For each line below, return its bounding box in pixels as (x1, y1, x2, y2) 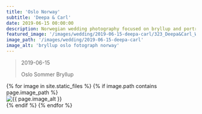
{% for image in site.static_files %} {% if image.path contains (6, 82, 158, 89)
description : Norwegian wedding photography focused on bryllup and (6, 25, 182, 32)
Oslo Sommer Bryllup (20, 71, 74, 78)
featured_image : (6, 31, 47, 37)
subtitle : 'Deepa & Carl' (6, 14, 71, 21)
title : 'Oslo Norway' (6, 8, 61, 15)
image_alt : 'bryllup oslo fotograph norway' (6, 43, 120, 49)
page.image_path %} (6, 89, 58, 96)
